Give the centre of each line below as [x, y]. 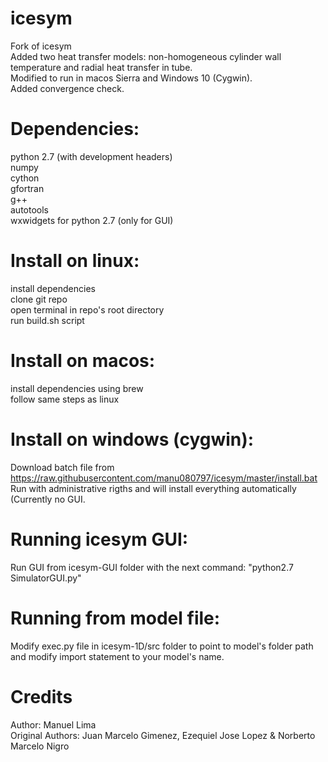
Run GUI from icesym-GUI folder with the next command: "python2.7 [152, 567]
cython [25, 178]
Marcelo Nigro [40, 746]
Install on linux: [75, 261]
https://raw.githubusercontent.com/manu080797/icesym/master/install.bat [164, 478]
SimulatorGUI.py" [46, 578]
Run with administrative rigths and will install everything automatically [153, 488]
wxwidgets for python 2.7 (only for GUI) [92, 220]
